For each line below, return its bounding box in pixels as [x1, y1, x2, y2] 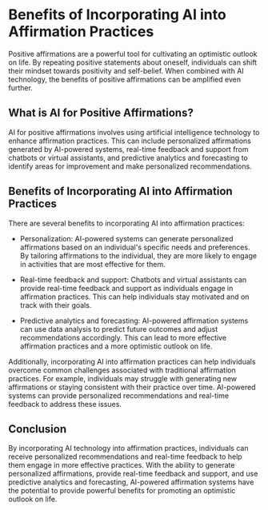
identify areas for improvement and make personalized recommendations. [8, 161, 252, 171]
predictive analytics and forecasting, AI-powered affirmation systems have [8, 477, 254, 487]
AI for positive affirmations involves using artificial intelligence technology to [8, 127, 260, 137]
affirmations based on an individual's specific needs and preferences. [19, 242, 250, 252]
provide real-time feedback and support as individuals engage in [19, 283, 234, 293]
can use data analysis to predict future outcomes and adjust [19, 324, 218, 333]
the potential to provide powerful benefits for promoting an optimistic [8, 486, 236, 496]
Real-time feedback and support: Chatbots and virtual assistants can [19, 274, 247, 285]
